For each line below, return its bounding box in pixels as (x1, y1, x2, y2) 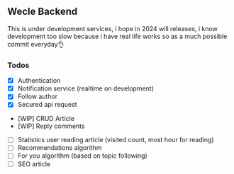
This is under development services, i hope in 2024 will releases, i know (7, 24, 218, 33)
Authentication (17, 76, 61, 85)
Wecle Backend (7, 6, 78, 18)
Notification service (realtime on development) (17, 84, 155, 93)
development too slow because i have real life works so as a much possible (7, 32, 228, 40)
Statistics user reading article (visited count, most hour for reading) (17, 136, 214, 144)
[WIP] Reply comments (17, 122, 85, 130)
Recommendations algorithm (17, 144, 102, 152)
